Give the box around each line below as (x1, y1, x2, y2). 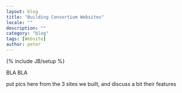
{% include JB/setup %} (6, 57, 65, 65)
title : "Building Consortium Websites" (6, 14, 105, 20)
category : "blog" (6, 31, 49, 36)
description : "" (6, 25, 46, 31)
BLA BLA (6, 69, 28, 76)
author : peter (6, 42, 41, 48)
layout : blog (6, 8, 38, 15)
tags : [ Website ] (6, 36, 46, 42)
